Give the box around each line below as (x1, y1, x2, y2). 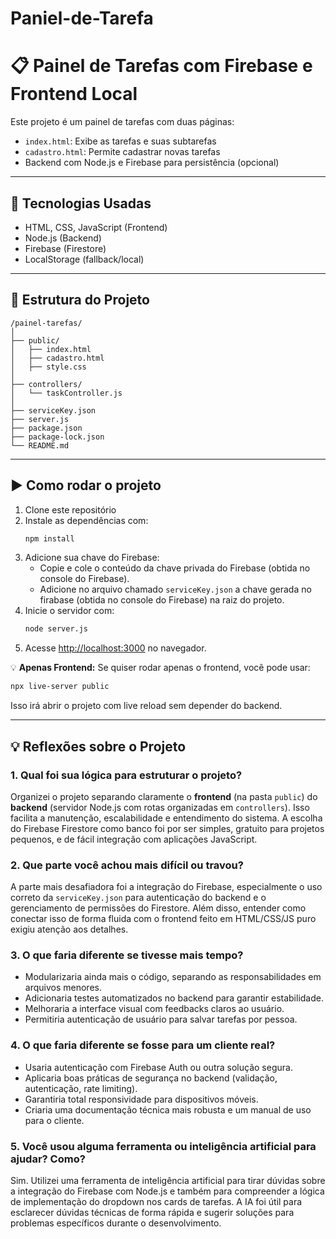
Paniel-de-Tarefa (10, 7, 154, 30)
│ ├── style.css (10, 362, 87, 372)
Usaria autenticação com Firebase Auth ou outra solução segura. (24, 1061, 293, 1073)
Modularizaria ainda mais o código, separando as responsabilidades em (24, 971, 322, 983)
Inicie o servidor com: (24, 605, 115, 617)
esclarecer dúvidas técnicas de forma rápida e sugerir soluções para (10, 1207, 295, 1219)
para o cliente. (24, 1114, 85, 1126)
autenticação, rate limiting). (24, 1082, 138, 1094)
